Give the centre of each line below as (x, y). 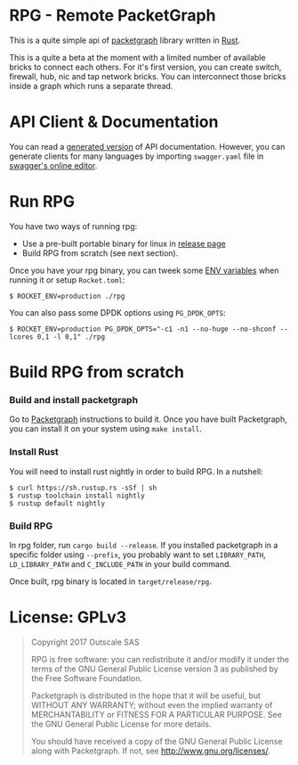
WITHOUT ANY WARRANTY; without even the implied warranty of (152, 704)
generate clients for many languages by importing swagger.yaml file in (137, 156)
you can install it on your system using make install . (105, 429)
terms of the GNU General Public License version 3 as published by (154, 669)
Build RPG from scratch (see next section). (100, 253)
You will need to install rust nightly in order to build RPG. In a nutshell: (137, 471)
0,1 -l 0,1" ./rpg (71, 337)
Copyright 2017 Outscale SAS (85, 642)
